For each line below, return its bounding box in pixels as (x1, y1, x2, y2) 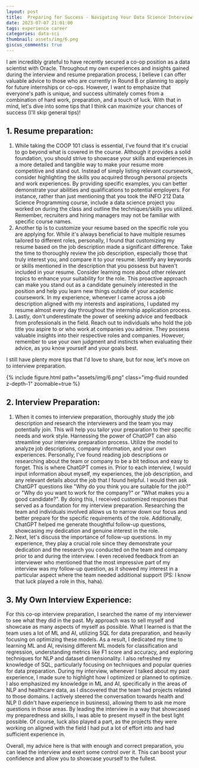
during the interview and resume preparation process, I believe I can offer (6, 71, 187, 78)
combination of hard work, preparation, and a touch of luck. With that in (6, 96, 181, 103)
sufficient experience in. (6, 730, 65, 738)
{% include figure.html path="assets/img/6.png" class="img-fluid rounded (6, 373, 188, 381)
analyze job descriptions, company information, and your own (14, 445, 166, 452)
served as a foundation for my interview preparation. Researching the (14, 501, 185, 509)
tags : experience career (6, 25, 68, 32)
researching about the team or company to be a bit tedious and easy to (14, 457, 189, 464)
